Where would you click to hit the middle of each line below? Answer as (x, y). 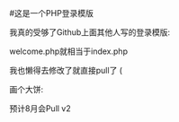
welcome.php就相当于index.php (69, 51)
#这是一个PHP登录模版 (52, 13)
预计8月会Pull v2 (40, 109)
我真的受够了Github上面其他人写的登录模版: (90, 32)
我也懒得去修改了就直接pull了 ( (66, 70)
